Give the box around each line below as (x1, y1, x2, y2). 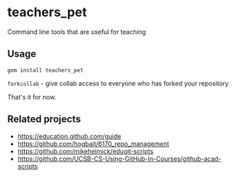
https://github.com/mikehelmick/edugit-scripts (17, 147, 154, 155)
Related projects (7, 114, 81, 126)
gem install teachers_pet (7, 66, 83, 74)
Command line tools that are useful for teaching (7, 28, 146, 36)
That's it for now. (7, 92, 57, 101)
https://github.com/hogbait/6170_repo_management (17, 139, 170, 148)
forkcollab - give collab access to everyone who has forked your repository (7, 79, 229, 87)
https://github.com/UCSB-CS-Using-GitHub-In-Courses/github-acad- (17, 154, 221, 163)
